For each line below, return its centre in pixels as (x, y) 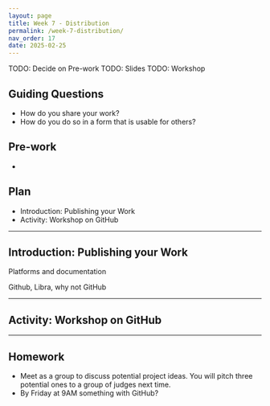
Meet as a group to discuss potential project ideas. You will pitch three (136, 376)
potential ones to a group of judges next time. (95, 384)
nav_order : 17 (32, 38)
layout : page (30, 16)
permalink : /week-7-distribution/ (66, 31)
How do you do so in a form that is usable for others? (108, 121)
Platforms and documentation (57, 272)
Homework (37, 357)
